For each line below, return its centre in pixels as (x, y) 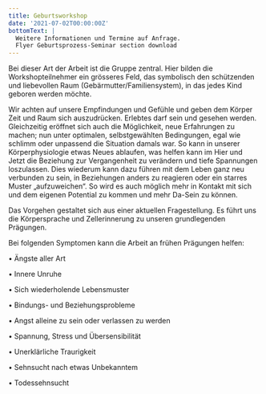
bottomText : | (32, 30)
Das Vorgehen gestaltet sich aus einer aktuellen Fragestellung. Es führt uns (132, 210)
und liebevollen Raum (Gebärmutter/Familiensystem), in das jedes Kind (125, 86)
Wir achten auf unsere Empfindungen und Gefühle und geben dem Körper (131, 110)
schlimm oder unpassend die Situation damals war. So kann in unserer (124, 144)
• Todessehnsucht (39, 383)
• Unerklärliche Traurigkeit (52, 352)
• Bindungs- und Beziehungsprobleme (72, 305)
